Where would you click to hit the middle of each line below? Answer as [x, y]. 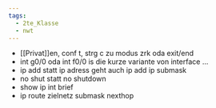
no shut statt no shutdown [63, 79]
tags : [17, 16]
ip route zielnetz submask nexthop [77, 96]
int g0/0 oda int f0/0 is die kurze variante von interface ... [114, 62]
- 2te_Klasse [37, 23]
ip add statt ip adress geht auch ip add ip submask [103, 70]
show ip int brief [46, 87]
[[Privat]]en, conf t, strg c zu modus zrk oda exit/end [107, 54]
